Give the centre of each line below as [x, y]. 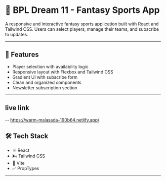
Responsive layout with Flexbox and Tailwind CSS [63, 72]
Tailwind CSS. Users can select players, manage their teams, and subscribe [82, 29]
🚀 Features [22, 55]
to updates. [17, 34]
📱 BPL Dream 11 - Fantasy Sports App [83, 10]
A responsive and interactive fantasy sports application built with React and [82, 24]
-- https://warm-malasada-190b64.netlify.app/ [52, 120]
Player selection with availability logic [50, 66]
